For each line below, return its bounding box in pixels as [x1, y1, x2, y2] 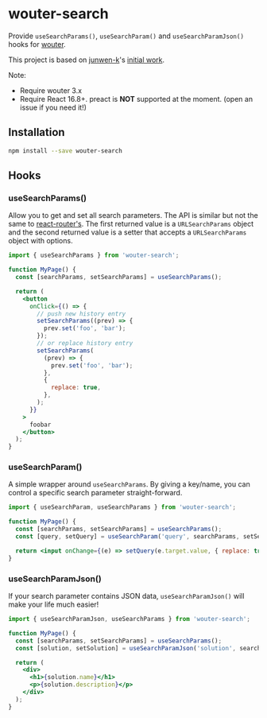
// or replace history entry [37, 340, 133, 347]
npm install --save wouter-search [8, 146, 123, 155]
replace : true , [50, 383, 102, 392]
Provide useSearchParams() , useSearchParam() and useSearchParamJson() [8, 31, 245, 41]
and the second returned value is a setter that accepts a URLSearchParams [8, 227, 247, 237]
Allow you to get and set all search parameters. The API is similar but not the [8, 211, 258, 220]
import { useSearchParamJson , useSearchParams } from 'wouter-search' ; [8, 615, 250, 623]
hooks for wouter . [8, 39, 66, 49]
